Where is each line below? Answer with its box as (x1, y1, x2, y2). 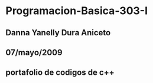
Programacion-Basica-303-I (5, 4, 148, 18)
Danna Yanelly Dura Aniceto (5, 28, 111, 38)
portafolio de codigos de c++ (5, 68, 115, 78)
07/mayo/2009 (5, 47, 63, 57)
